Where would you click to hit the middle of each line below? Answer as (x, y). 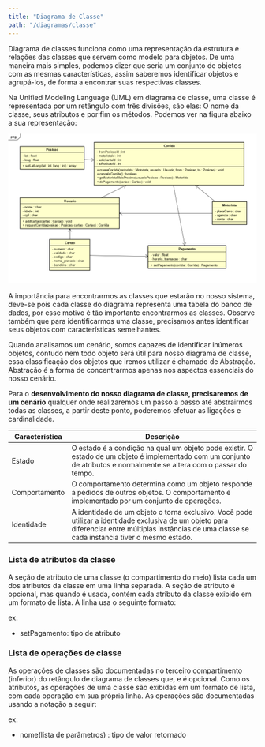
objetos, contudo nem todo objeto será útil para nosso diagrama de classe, (130, 353)
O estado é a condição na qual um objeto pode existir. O (162, 448)
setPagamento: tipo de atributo (70, 633)
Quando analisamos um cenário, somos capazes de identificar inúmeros (125, 345)
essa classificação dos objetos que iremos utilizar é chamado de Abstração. (132, 362)
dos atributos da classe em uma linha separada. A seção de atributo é (121, 585)
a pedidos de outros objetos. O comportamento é (151, 493)
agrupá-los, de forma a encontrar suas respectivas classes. (105, 82)
